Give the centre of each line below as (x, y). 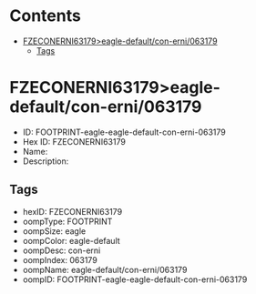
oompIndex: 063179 (60, 259)
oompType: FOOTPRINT (67, 221)
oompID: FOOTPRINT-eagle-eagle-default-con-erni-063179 (135, 279)
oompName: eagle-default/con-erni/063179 (105, 269)
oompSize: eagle (54, 231)
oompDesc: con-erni (61, 250)
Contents (46, 16)
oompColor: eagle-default (71, 240)
